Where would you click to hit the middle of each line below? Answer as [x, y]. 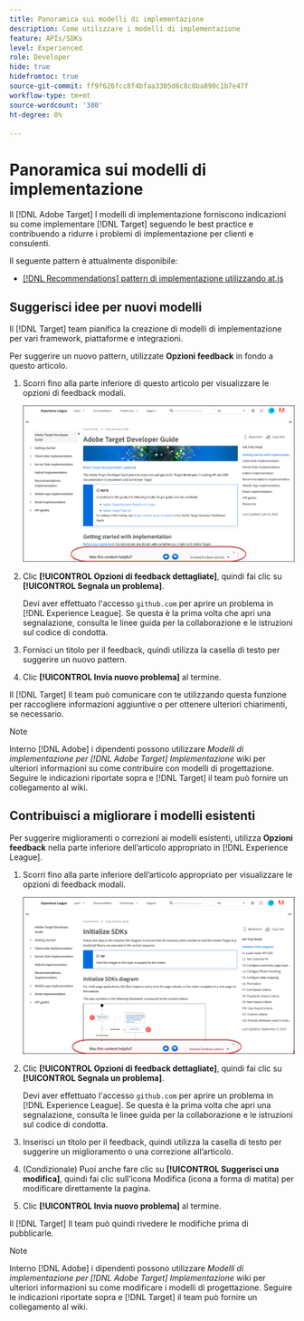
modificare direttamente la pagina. [86, 1188]
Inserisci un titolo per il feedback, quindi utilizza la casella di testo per [152, 1142]
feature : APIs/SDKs [46, 38]
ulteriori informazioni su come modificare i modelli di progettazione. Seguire [151, 1287]
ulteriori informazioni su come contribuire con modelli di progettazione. [142, 768]
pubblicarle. [32, 1233]
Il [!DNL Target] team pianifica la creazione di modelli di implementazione [146, 329]
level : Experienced [46, 48]
